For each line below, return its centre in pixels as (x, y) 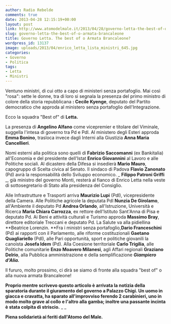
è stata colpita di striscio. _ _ (36, 307)
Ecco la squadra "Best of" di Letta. (42, 117)
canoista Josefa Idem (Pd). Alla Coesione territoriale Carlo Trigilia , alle (80, 244)
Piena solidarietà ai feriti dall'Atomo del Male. (54, 317)
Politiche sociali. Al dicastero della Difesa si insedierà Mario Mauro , (76, 164)
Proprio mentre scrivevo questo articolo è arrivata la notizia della (75, 285)
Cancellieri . (18, 143)
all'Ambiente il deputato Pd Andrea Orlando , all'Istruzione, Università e (80, 206)
